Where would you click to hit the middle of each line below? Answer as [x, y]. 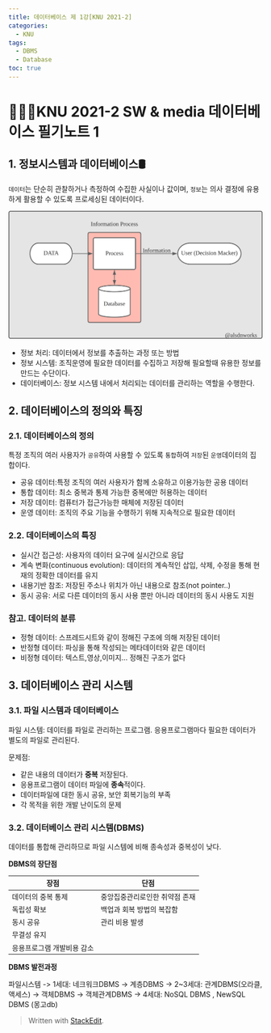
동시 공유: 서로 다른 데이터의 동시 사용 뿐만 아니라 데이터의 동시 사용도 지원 [137, 595]
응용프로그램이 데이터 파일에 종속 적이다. [83, 784]
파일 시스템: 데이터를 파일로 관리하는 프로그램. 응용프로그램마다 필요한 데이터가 [132, 730]
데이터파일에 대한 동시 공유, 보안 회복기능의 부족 [95, 794]
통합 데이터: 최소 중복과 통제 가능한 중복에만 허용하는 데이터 [114, 493]
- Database [34, 60]
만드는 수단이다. [45, 373]
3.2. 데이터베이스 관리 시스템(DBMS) [77, 828]
